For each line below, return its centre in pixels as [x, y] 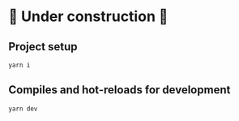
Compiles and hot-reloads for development [119, 90]
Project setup [43, 47]
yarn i [19, 65]
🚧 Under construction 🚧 [88, 17]
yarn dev [23, 109]
